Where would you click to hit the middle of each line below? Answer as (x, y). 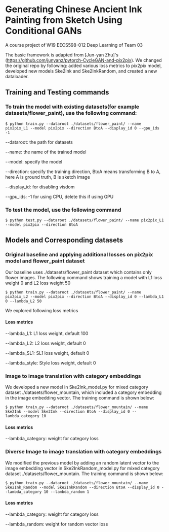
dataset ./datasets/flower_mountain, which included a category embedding (83, 392)
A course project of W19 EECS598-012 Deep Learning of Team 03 (74, 45)
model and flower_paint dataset (45, 261)
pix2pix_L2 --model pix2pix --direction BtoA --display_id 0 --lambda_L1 (85, 296)
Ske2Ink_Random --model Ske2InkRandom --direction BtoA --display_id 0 (82, 487)
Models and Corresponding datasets (64, 240)
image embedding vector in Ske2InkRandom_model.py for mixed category (82, 468)
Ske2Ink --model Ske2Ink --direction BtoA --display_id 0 (68, 412)
